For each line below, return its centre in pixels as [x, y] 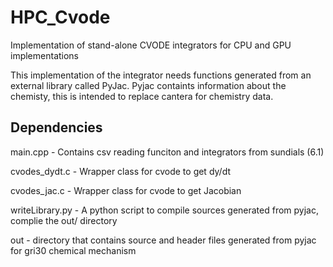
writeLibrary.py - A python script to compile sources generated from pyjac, [165, 210]
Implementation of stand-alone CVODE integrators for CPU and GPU [151, 45]
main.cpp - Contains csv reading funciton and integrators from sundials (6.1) [167, 152]
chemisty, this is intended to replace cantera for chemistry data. [142, 96]
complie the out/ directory [64, 220]
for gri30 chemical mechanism [73, 250]
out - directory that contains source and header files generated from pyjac [163, 240]
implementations [45, 55]
